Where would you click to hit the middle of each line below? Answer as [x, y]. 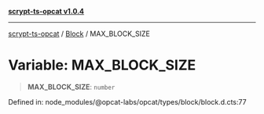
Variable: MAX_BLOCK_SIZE [102, 65]
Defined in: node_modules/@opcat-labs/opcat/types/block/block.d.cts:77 [127, 102]
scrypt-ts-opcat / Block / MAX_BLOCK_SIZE [79, 34]
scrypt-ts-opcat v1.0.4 [46, 11]
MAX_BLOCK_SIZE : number [71, 87]
